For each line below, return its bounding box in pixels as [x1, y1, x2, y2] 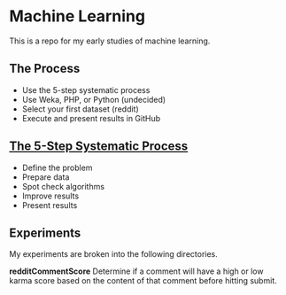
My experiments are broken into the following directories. [9, 249, 219, 260]
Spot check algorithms [21, 181, 104, 191]
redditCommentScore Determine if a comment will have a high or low [9, 266, 264, 276]
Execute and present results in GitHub [21, 113, 161, 123]
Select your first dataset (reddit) [21, 104, 139, 114]
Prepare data [21, 171, 70, 182]
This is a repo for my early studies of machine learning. [9, 35, 211, 46]
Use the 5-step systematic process [21, 84, 151, 95]
